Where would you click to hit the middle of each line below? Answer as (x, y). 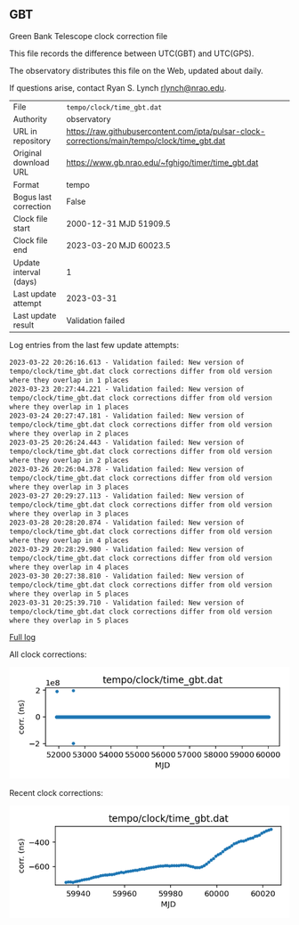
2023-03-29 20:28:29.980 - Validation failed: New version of (127, 549)
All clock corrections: (48, 654)
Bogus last (32, 197)
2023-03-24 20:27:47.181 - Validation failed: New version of (127, 416)
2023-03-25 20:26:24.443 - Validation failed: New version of (127, 442)
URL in (25, 132)
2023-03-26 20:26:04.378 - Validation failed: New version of (127, 469)
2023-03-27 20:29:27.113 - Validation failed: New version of (127, 496)
